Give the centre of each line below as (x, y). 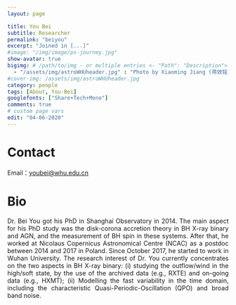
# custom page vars (36, 111)
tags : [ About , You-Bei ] (42, 92)
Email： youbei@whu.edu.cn (48, 172)
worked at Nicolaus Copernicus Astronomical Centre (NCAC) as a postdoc (118, 243)
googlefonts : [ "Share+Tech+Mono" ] (58, 98)
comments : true (29, 105)
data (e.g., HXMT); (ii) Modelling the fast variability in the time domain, (118, 280)
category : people (33, 85)
